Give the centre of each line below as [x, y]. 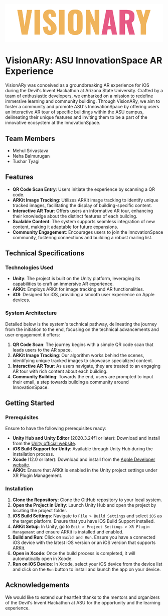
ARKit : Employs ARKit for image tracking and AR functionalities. [78, 289]
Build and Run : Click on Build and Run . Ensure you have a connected [84, 537]
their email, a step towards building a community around [70, 382]
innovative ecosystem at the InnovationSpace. [53, 123]
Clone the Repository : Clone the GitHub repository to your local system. [87, 500]
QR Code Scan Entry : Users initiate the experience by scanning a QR [84, 189]
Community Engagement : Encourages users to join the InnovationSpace [88, 232]
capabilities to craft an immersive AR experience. [63, 284]
